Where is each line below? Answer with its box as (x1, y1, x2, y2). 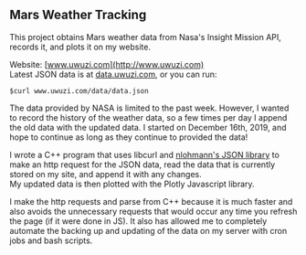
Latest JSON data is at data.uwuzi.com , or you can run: (9, 69, 217, 80)
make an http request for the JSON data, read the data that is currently (9, 159, 276, 170)
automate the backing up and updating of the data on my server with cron (9, 225, 288, 236)
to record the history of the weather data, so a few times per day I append (9, 112, 288, 122)
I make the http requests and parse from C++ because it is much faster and (9, 196, 293, 207)
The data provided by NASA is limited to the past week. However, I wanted (9, 102, 290, 113)
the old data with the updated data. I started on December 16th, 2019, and (9, 122, 287, 133)
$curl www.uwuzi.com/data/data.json (9, 86, 149, 95)
